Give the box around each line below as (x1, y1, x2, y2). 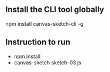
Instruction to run (5, 37, 71, 47)
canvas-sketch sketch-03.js (13, 59, 81, 66)
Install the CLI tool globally (5, 5, 105, 15)
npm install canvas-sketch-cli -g (5, 20, 84, 27)
